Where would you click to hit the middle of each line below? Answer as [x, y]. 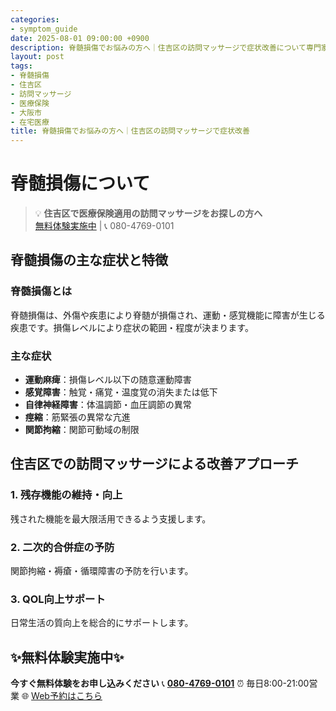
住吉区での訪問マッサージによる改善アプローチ [154, 464]
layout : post [37, 57]
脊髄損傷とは [41, 291]
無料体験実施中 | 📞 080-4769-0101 [104, 226]
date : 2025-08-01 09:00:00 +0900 [80, 38]
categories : [35, 19]
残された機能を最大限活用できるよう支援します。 [111, 518]
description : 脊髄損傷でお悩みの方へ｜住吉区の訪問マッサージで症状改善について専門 [166, 47]
